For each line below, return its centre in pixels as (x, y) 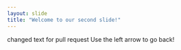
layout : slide (27, 13)
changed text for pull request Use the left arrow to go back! (91, 39)
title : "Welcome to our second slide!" (64, 20)
